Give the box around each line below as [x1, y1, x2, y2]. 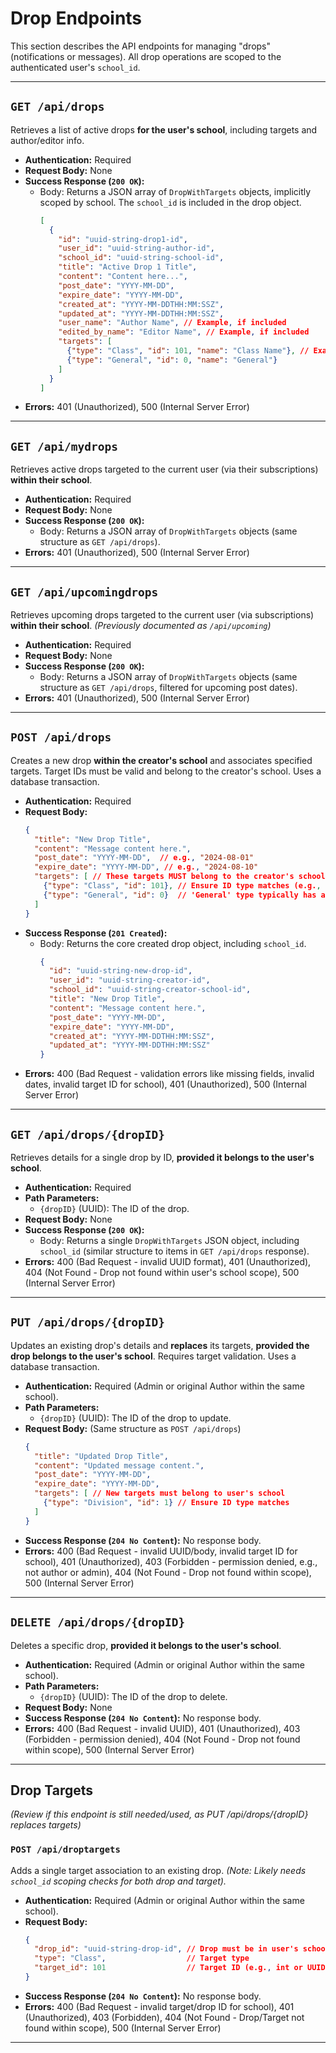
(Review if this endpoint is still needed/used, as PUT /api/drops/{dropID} [10, 1808, 309, 1821]
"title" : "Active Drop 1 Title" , [58, 262, 198, 272]
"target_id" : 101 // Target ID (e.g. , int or [34, 1963, 303, 1973]
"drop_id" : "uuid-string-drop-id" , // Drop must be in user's [34, 1944, 299, 1954]
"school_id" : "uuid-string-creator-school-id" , [48, 985, 252, 995]
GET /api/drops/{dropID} [10, 1127, 166, 1142]
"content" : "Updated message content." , [34, 1460, 205, 1471]
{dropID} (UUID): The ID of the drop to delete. [39, 1690, 228, 1702]
